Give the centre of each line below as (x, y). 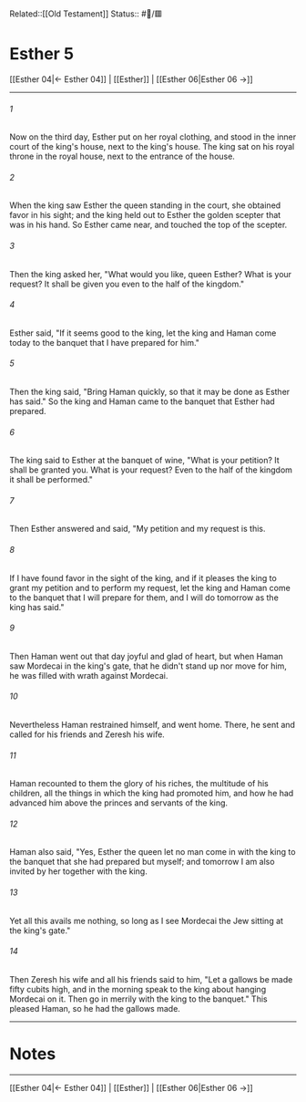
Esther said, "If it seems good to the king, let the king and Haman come (143, 333)
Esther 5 (42, 54)
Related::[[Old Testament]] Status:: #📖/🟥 (86, 14)
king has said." (37, 607)
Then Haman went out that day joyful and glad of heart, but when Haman (147, 656)
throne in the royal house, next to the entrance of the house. (122, 156)
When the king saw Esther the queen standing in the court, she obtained (145, 205)
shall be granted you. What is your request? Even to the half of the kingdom (151, 470)
